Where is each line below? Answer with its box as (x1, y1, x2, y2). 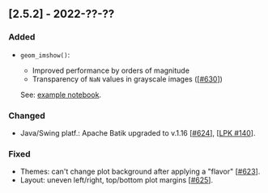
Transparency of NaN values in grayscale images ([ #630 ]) (32, 73, 223, 84)
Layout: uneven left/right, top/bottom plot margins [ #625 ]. (19, 175, 213, 185)
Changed (8, 110, 46, 121)
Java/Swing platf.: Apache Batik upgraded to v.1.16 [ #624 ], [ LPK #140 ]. (19, 128, 256, 137)
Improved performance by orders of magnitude (32, 65, 190, 75)
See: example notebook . (19, 90, 102, 99)
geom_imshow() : (19, 49, 70, 60)
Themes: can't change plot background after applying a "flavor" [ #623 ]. (19, 166, 261, 177)
